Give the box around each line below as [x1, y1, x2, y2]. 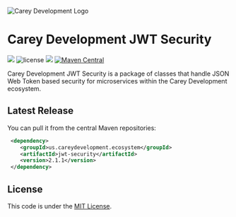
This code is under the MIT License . [7, 201, 112, 210]
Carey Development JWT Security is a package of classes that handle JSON [7, 69, 230, 78]
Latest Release [7, 105, 74, 117]
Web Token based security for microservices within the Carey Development [7, 76, 228, 85]
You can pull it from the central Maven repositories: [7, 124, 157, 132]
